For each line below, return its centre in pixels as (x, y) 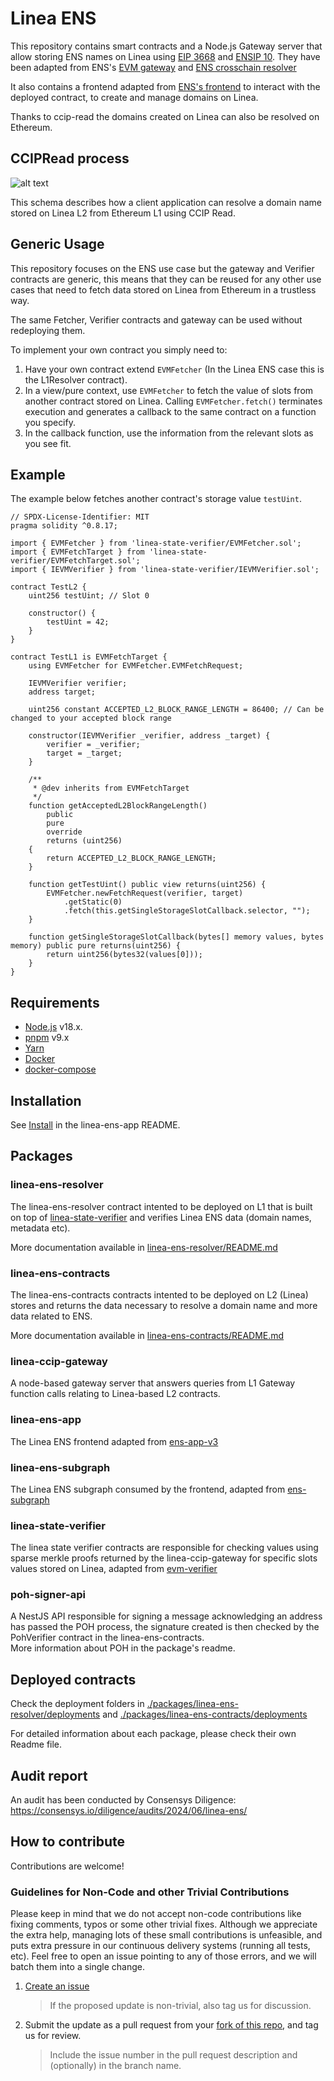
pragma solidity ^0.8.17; (64, 526)
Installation (46, 1100)
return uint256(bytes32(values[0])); (124, 955)
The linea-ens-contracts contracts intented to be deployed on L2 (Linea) (159, 1294)
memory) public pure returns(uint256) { (96, 946)
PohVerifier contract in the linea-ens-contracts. (107, 1638)
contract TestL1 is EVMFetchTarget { (89, 657)
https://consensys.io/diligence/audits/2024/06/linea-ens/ (129, 1811)
